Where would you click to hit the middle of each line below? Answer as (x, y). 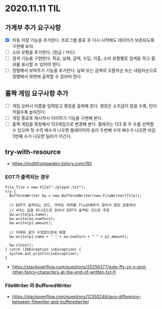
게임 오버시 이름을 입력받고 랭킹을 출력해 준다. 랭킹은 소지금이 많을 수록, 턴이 (84, 106)
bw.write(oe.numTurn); (32, 219)
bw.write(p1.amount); (31, 223)
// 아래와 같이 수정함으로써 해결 (38, 233)
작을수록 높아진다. (29, 112)
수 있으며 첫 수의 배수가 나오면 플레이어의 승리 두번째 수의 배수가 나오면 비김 (84, 130)
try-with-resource (33, 152)
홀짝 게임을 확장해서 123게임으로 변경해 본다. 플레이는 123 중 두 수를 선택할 (83, 124)
